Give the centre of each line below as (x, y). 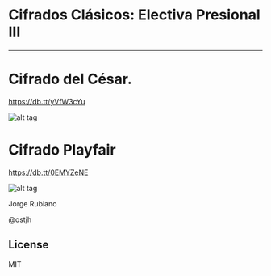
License (29, 245)
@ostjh (20, 219)
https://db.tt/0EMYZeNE (48, 172)
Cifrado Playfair (62, 150)
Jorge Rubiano (33, 203)
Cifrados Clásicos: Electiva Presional (134, 15)
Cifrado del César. (71, 79)
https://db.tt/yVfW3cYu (47, 101)
